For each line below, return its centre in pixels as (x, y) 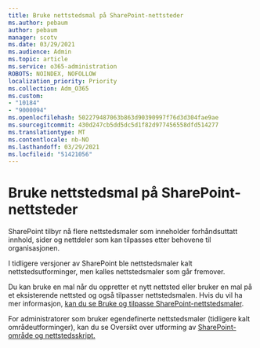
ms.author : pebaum (38, 23)
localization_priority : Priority (63, 81)
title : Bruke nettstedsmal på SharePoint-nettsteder (96, 15)
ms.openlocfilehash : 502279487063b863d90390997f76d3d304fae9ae (114, 118)
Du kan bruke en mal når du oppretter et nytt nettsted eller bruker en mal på (130, 287)
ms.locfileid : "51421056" (50, 154)
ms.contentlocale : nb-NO (49, 139)
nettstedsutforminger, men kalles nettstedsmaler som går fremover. (117, 272)
